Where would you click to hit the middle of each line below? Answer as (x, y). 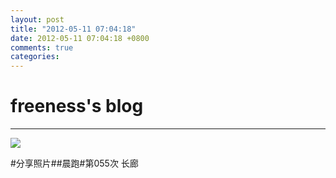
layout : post (37, 19)
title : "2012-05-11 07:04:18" (73, 29)
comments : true (42, 47)
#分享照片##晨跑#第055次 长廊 (74, 163)
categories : (35, 57)
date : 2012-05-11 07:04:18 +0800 (80, 38)
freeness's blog (77, 106)
